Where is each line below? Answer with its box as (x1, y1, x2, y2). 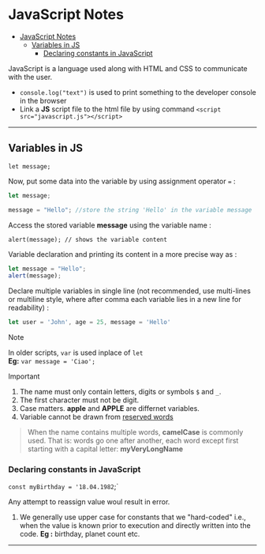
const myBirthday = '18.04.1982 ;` (8, 482, 119, 492)
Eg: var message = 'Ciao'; (8, 356, 96, 366)
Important (8, 371, 40, 381)
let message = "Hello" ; (8, 265, 87, 273)
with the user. (8, 72, 53, 81)
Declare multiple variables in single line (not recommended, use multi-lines (8, 286, 251, 296)
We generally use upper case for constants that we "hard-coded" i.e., (19, 512, 247, 522)
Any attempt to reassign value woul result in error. (8, 497, 170, 507)
